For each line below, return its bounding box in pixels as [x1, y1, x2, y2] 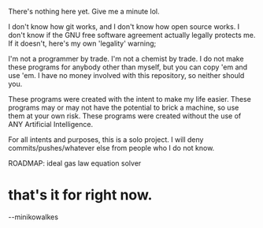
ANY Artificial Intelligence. [8, 120, 93, 129]
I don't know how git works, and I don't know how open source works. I [8, 22, 240, 31]
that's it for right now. [8, 186, 153, 204]
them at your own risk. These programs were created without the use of [8, 111, 242, 121]
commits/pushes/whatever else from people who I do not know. [8, 144, 215, 152]
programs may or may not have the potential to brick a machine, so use [8, 103, 239, 112]
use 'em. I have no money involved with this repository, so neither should [8, 71, 245, 80]
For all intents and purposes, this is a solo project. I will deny [8, 135, 204, 144]
